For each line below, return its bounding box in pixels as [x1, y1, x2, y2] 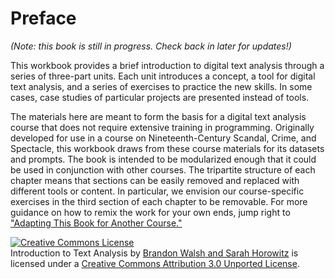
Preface [10, 7, 77, 30]
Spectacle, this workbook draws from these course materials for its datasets [10, 142, 325, 154]
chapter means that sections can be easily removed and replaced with [10, 174, 300, 186]
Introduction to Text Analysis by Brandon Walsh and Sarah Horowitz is [10, 247, 299, 259]
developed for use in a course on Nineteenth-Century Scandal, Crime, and [10, 132, 317, 144]
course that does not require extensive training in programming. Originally [10, 121, 315, 133]
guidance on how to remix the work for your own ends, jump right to [10, 206, 291, 218]
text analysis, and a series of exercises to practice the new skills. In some [10, 80, 313, 92]
